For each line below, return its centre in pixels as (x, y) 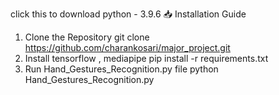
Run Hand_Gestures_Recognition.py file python (121, 69)
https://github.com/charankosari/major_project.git (127, 47)
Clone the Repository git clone (87, 37)
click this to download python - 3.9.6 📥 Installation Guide (128, 14)
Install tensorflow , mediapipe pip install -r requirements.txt (146, 58)
